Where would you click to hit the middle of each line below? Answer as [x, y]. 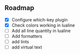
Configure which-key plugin [40, 19]
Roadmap [20, 8]
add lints [20, 42]
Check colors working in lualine [43, 25]
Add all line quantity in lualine [41, 31]
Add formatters [27, 36]
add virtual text [27, 47]
